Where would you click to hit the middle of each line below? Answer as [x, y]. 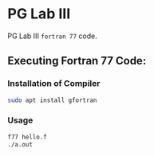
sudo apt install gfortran [52, 100]
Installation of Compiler [54, 84]
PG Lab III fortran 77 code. [52, 36]
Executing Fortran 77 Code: [77, 61]
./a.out [20, 144]
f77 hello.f [27, 137]
